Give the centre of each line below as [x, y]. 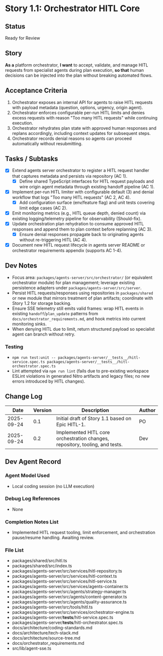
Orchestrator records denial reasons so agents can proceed [72, 138]
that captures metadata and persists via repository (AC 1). [70, 176]
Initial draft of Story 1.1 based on [94, 418]
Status [15, 26]
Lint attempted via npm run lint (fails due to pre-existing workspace [80, 371]
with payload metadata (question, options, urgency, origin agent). [77, 107]
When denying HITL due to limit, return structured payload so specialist [83, 329]
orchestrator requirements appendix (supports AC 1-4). [67, 250]
